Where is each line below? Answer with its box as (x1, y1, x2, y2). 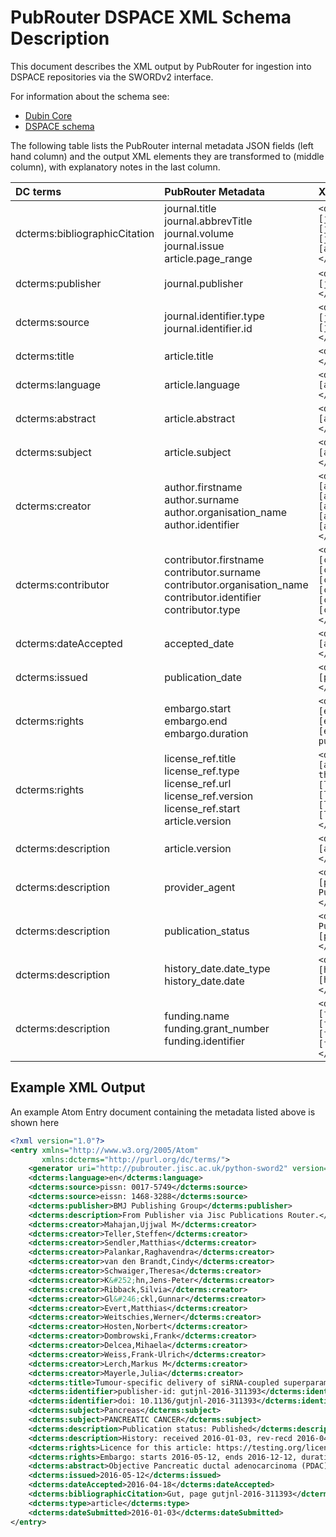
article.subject (164, 445, 232, 459)
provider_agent (164, 880, 236, 894)
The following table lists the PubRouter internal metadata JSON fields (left (10, 139, 314, 151)
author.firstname (164, 480, 243, 494)
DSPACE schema (24, 120, 95, 132)
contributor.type (164, 602, 241, 616)
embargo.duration (164, 726, 249, 740)
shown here (10, 1116, 60, 1128)
